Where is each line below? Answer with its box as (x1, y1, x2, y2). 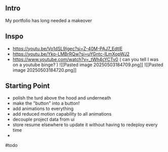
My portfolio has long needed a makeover (5, 17, 92, 23)
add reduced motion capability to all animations (12, 111, 112, 117)
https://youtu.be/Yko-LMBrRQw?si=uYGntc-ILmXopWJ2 (12, 50, 130, 57)
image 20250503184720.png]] (12, 67, 77, 73)
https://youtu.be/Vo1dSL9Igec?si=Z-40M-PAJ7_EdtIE (12, 45, 123, 52)
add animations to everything (12, 106, 74, 112)
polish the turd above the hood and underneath (12, 95, 111, 101)
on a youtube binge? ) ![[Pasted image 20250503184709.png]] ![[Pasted (12, 62, 163, 68)
